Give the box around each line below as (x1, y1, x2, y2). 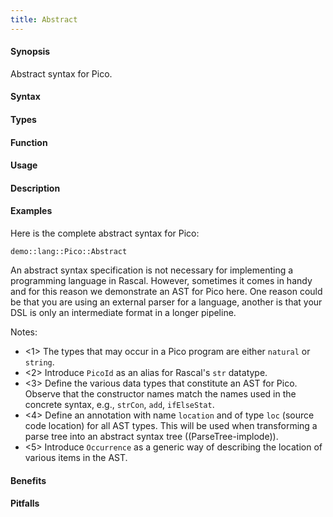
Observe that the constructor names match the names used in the (24, 388, 297, 400)
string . (24, 356, 55, 368)
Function (10, 136, 48, 148)
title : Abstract (10, 14, 78, 25)
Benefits (10, 474, 47, 486)
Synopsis (10, 46, 51, 58)
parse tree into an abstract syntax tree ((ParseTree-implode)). (24, 431, 279, 442)
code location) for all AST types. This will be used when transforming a (24, 420, 318, 431)
